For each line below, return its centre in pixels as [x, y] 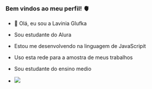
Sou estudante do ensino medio [53, 69]
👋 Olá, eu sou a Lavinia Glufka [50, 23]
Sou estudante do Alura [43, 35]
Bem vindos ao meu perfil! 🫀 [47, 8]
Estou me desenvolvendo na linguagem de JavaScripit [80, 46]
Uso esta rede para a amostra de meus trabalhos [73, 57]
